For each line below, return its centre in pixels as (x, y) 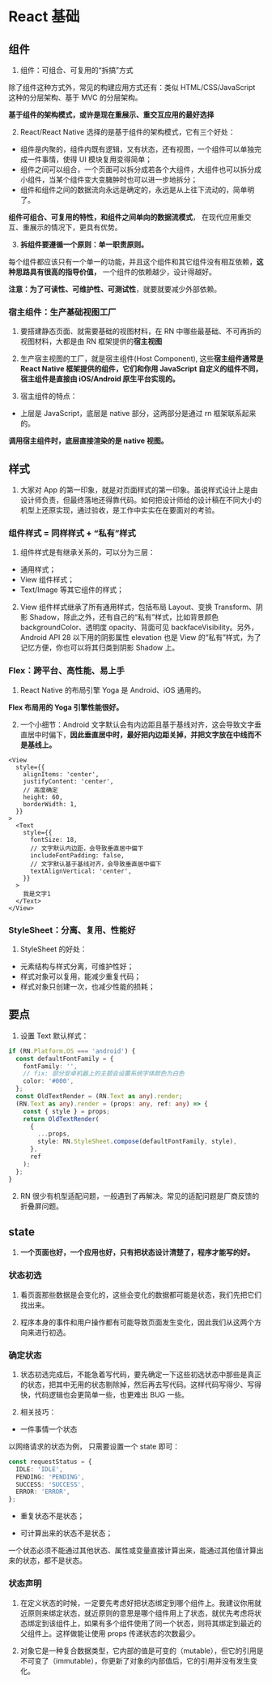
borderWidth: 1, (51, 804)
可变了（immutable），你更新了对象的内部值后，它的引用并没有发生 (139, 1660)
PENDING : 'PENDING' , (50, 1477)
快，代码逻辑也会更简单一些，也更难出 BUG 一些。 (104, 1394)
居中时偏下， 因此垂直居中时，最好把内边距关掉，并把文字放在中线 (137, 734)
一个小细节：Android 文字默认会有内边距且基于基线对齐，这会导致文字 (137, 724)
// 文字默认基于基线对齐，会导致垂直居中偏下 (96, 864)
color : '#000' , (49, 1081)
